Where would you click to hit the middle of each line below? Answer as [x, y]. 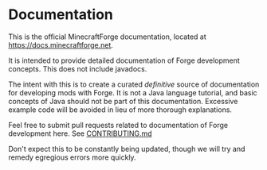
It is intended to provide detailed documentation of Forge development [124, 60]
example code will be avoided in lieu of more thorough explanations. [120, 110]
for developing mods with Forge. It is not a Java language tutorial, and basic [133, 92]
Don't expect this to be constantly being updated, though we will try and [127, 149]
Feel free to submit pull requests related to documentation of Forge [118, 125]
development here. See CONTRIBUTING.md [80, 133]
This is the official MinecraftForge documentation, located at [107, 37]
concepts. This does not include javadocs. [78, 68]
